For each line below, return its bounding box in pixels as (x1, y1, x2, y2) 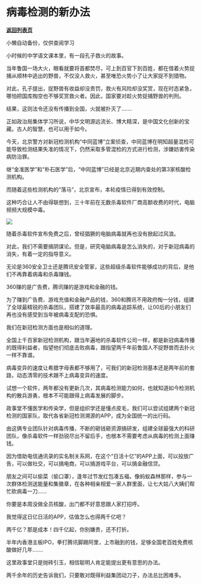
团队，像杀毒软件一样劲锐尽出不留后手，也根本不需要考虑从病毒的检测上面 (6, 432, 190, 439)
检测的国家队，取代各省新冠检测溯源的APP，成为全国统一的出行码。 (6, 411, 174, 419)
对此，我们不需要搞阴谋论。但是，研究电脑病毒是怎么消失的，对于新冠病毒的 (6, 243, 195, 250)
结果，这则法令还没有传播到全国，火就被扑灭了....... (6, 105, 133, 112)
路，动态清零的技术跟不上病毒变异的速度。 (6, 371, 111, 379)
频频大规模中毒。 (6, 206, 48, 213)
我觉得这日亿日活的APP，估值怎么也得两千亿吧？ (6, 513, 127, 520)
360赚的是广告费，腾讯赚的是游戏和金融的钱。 (6, 283, 121, 291)
